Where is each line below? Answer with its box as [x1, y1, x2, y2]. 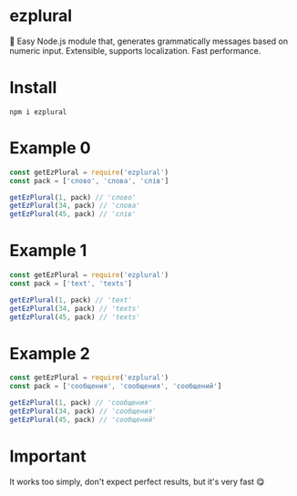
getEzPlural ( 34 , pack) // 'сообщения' [9, 407, 157, 416]
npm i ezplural [9, 107, 67, 117]
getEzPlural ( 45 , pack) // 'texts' [9, 312, 141, 322]
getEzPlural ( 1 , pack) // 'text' [9, 295, 132, 305]
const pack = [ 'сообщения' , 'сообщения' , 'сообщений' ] [9, 382, 222, 391]
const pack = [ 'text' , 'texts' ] [9, 279, 132, 288]
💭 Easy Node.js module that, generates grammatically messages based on [9, 36, 289, 46]
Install [9, 77, 57, 98]
